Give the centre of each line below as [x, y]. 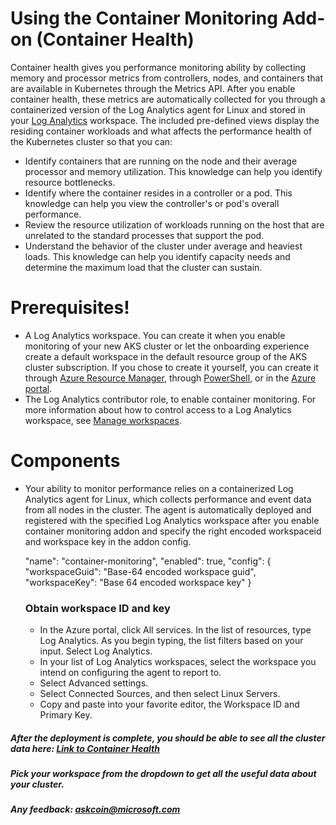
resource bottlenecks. [70, 182]
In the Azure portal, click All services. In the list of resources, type [175, 630]
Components [65, 461]
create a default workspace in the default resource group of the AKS [166, 356]
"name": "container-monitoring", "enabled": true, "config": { [148, 561]
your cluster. [37, 784]
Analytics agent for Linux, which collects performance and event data [168, 499]
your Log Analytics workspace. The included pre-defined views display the [165, 120]
